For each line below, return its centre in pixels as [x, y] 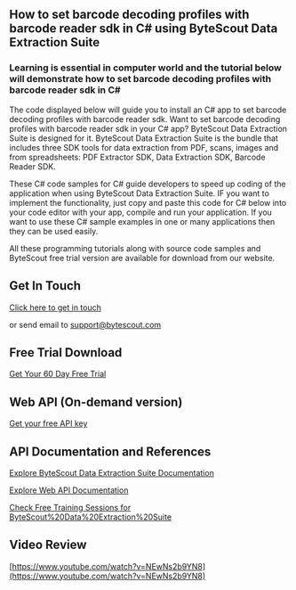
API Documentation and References [110, 451]
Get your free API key [48, 423]
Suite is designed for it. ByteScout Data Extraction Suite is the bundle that [144, 138]
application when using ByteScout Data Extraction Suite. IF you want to [139, 193]
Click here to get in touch [56, 307]
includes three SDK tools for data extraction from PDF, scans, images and [144, 147]
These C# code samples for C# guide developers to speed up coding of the [148, 184]
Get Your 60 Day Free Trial [58, 374]
